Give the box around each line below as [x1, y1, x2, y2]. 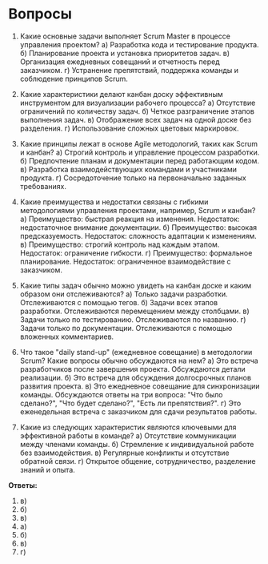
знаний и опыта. [19, 465, 76, 474]
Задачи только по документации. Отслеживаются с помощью [19, 323, 233, 332]
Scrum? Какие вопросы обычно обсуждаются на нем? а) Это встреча [19, 356, 258, 365]
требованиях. [19, 181, 66, 191]
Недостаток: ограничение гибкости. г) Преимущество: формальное [19, 248, 253, 257]
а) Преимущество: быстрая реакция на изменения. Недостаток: [19, 214, 240, 224]
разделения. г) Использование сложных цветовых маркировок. [19, 123, 239, 133]
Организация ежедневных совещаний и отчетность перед [19, 57, 220, 66]
